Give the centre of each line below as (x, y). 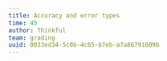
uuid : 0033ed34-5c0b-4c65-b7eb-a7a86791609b (84, 45)
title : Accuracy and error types (64, 15)
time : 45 (23, 23)
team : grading (32, 38)
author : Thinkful (37, 30)
